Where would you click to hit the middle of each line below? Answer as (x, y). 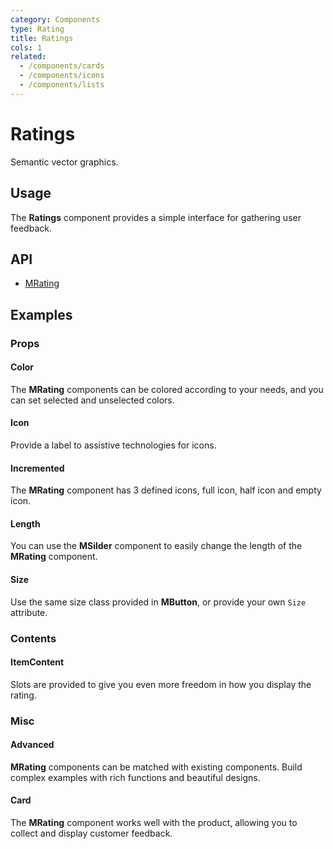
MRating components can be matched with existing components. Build (156, 767)
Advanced (32, 745)
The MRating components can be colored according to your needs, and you (167, 389)
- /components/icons (62, 76)
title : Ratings (42, 38)
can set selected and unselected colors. (92, 400)
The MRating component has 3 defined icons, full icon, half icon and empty (166, 490)
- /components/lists (62, 85)
